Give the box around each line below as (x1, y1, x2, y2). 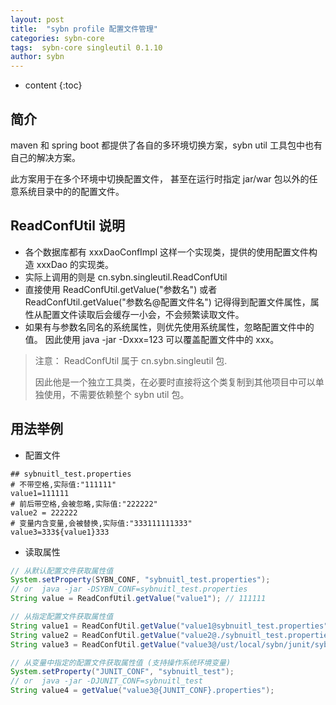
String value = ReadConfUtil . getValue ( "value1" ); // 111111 (10, 594, 267, 604)
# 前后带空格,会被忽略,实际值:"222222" (10, 499, 158, 509)
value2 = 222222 (10, 507, 78, 518)
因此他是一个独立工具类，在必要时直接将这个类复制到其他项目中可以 (34, 376, 316, 388)
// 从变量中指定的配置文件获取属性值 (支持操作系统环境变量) (10, 657, 232, 668)
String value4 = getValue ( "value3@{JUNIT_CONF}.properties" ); (10, 686, 275, 696)
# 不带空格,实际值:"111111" (10, 479, 117, 490)
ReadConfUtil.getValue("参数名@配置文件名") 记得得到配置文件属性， (24, 296, 311, 308)
